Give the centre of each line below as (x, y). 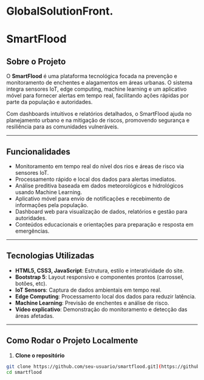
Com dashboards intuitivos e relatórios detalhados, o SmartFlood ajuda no (99, 114)
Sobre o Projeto (36, 61)
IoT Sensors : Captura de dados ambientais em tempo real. (88, 290)
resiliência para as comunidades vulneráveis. (63, 127)
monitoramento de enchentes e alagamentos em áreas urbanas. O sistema (100, 83)
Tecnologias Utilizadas (50, 256)
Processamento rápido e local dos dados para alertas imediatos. (95, 179)
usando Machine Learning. (49, 192)
